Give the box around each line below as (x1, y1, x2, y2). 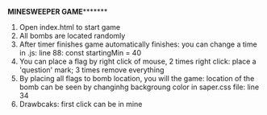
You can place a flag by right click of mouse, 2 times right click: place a (19, 56, 257, 66)
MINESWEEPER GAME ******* (7, 7, 108, 16)
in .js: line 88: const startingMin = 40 (19, 48, 142, 57)
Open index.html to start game (19, 23, 121, 31)
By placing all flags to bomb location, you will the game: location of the (19, 74, 255, 83)
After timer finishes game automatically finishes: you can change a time (19, 39, 257, 49)
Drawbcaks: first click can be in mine (19, 100, 143, 109)
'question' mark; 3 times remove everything (19, 65, 165, 75)
